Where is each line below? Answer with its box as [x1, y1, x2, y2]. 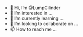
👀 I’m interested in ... [10, 10, 53, 16]
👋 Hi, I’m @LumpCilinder [10, 5, 61, 10]
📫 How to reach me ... [10, 26, 57, 32]
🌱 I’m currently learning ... [10, 15, 64, 21]
